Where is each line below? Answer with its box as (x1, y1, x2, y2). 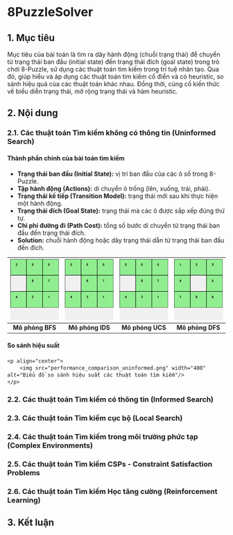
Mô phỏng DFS (176, 324, 221, 332)
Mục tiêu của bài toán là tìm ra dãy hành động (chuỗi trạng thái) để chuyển (7, 50, 221, 58)
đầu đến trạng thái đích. (17, 229, 86, 237)
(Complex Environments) (7, 441, 94, 450)
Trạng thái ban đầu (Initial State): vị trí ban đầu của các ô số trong (17, 170, 208, 178)
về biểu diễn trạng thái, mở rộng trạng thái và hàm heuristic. (7, 88, 178, 95)
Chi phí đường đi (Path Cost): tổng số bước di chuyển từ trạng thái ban (17, 221, 221, 229)
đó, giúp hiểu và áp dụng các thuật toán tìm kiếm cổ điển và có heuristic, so (7, 72, 224, 81)
